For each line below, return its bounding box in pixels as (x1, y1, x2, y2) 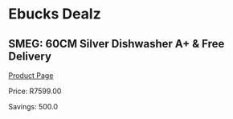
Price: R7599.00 (8, 86, 62, 96)
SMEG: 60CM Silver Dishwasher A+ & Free (8, 37, 225, 51)
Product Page (8, 71, 54, 80)
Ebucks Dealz (8, 5, 102, 23)
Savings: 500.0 (8, 102, 59, 111)
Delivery (8, 49, 52, 63)
